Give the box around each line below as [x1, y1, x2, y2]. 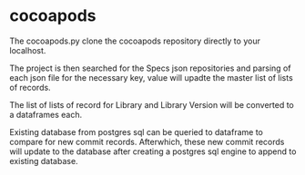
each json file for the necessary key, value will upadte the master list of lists [9, 72, 293, 83]
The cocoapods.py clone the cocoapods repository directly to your [9, 35, 261, 46]
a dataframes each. [9, 109, 83, 120]
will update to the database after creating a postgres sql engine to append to [9, 146, 297, 157]
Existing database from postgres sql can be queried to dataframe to [9, 126, 264, 137]
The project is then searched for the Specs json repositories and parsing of [9, 63, 291, 73]
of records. [9, 82, 52, 92]
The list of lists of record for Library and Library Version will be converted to [9, 99, 294, 110]
